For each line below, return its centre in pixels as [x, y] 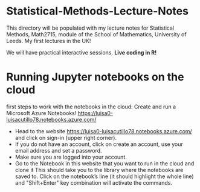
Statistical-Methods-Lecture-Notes [98, 11]
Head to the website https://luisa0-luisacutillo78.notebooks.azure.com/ [103, 131]
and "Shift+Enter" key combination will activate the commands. [93, 182]
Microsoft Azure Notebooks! [41, 113]
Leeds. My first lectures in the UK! [49, 41]
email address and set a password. [58, 150]
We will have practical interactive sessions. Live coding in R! [82, 52]
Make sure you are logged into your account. [71, 157]
